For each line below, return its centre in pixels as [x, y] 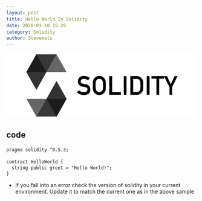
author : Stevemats [29, 38]
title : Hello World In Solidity [47, 19]
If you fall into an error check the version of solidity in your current [98, 185]
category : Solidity [31, 32]
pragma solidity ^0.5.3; [37, 150]
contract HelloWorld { [35, 162]
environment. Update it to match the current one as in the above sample [105, 191]
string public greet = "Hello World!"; [62, 168]
